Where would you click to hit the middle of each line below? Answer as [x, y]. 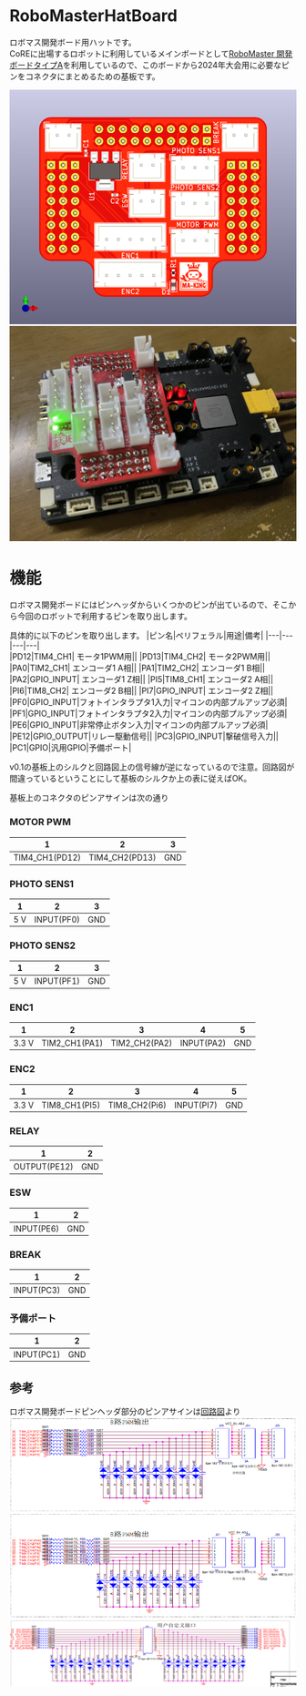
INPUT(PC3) [37, 1291]
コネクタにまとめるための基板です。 [93, 76]
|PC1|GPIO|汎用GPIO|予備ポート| [71, 748]
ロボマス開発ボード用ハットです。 [73, 42]
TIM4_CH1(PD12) [47, 858]
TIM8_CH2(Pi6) [137, 1105]
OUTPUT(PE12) [44, 1167]
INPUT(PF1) [57, 981]
